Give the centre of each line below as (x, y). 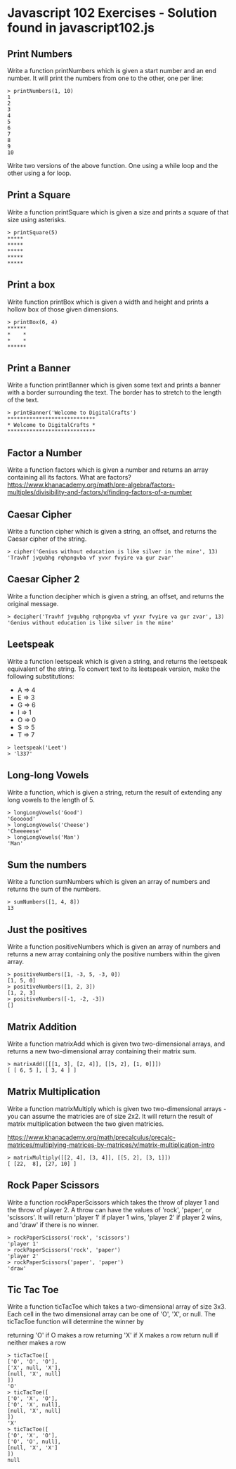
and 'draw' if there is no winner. (53, 1224)
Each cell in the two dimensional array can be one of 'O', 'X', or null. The (111, 1314)
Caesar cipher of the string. (47, 539)
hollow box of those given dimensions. (63, 309)
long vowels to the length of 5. (51, 800)
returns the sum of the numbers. (54, 889)
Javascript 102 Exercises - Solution (112, 13)
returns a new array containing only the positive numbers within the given (114, 954)
